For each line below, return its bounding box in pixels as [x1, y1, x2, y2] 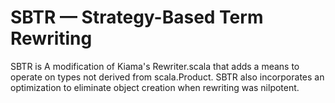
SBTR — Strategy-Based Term [10, 6, 264, 29]
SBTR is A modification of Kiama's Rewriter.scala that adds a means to [10, 60, 300, 72]
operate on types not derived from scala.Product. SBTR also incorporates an [10, 71, 325, 83]
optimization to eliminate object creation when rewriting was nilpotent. [10, 81, 300, 93]
